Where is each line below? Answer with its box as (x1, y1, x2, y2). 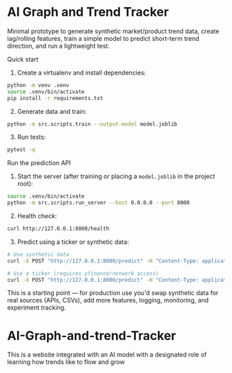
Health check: (17, 212, 57, 220)
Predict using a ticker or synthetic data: (17, 238, 129, 246)
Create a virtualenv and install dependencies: (17, 68, 146, 77)
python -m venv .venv (7, 82, 70, 88)
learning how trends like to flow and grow (7, 358, 126, 366)
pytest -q (7, 146, 36, 153)
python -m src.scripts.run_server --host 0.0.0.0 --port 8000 (7, 200, 190, 207)
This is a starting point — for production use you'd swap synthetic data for (7, 289, 219, 297)
